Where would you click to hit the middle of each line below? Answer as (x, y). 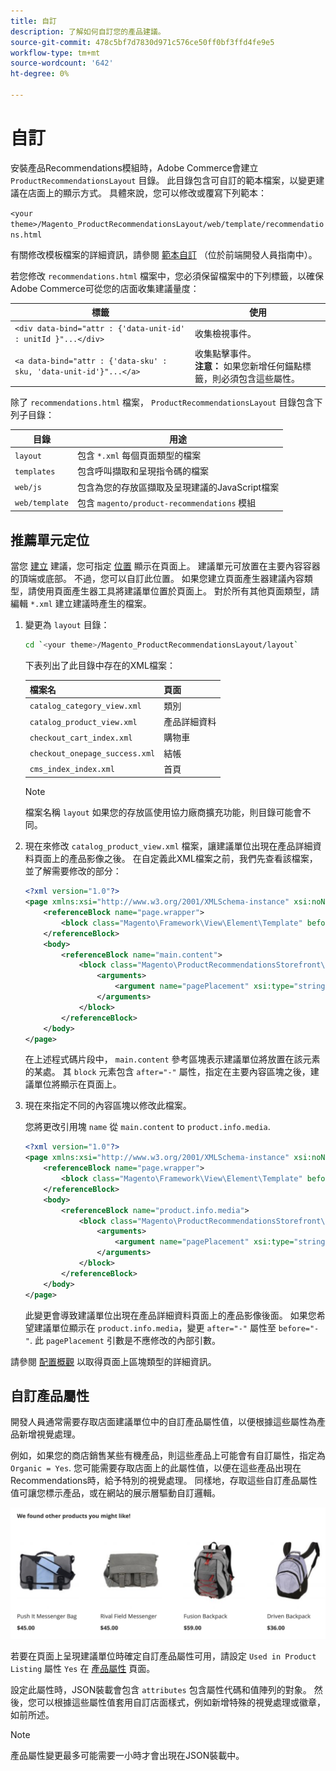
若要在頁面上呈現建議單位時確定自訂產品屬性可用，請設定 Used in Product (163, 1656)
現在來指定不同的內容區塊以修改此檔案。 (108, 1106)
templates (35, 471)
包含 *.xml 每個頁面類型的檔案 (139, 456)
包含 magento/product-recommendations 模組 (166, 502)
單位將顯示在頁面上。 (77, 1084)
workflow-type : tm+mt (55, 53)
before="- (299, 1328)
